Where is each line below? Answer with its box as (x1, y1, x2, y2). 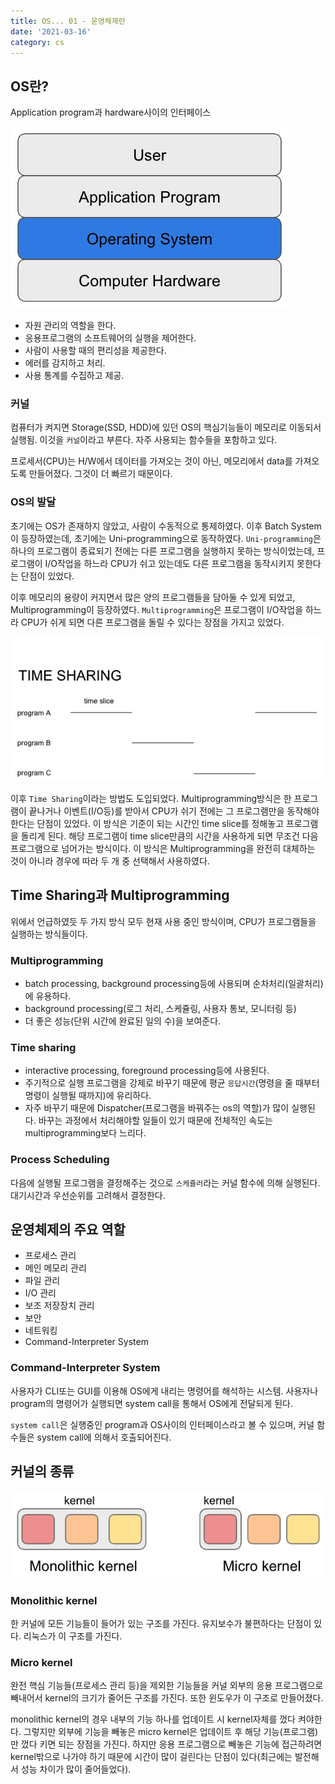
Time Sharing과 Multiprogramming (10, 887, 230, 904)
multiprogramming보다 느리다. (24, 1127, 147, 1139)
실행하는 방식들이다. (10, 928, 88, 940)
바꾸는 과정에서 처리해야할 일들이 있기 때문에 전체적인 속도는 (38, 1115, 273, 1127)
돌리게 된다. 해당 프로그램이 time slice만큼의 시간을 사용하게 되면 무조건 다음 (20, 830, 319, 842)
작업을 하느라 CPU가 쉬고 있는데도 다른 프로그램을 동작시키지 (56, 557, 295, 569)
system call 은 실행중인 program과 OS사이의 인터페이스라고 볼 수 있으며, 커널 (10, 1418, 315, 1430)
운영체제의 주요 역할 (10, 1221, 126, 1238)
